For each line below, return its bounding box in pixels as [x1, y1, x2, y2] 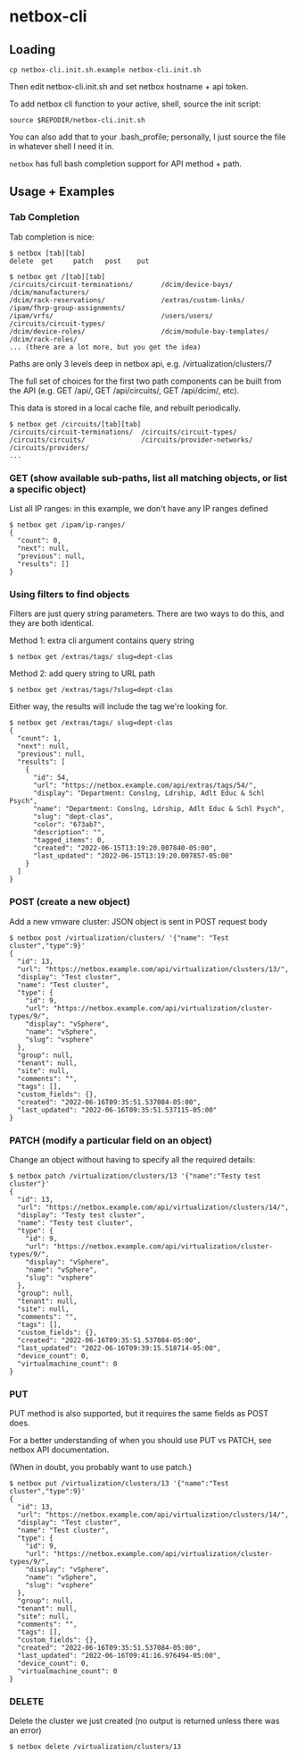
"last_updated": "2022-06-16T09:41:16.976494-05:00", [17, 1652, 221, 1661]
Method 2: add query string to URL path [9, 668, 156, 679]
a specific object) [9, 483, 87, 495]
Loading [9, 42, 56, 57]
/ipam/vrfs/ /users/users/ [9, 311, 214, 320]
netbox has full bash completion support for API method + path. [9, 158, 243, 169]
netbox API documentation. [9, 1444, 110, 1455]
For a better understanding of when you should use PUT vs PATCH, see [9, 1435, 272, 1446]
